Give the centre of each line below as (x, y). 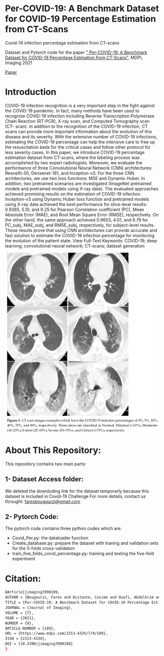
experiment (24, 559)
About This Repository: (53, 450)
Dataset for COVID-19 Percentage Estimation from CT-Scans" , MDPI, (74, 57)
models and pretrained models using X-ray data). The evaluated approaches (82, 188)
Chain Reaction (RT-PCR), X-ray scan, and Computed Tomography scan (77, 121)
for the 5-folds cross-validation (43, 548)
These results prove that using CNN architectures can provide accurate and (81, 230)
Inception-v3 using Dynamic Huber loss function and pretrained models (77, 199)
